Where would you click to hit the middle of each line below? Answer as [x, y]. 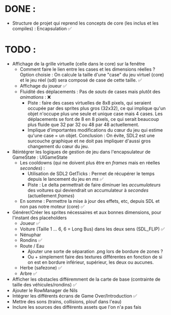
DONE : [20, 9]
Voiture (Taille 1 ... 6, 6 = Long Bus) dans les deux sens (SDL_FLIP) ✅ [92, 229]
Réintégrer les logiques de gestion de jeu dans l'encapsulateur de [81, 152]
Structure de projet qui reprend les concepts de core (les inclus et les [85, 23]
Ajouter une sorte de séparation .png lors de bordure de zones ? [95, 251]
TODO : [20, 50]
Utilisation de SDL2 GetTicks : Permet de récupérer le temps [91, 173]
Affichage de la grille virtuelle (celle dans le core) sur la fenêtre [79, 64]
